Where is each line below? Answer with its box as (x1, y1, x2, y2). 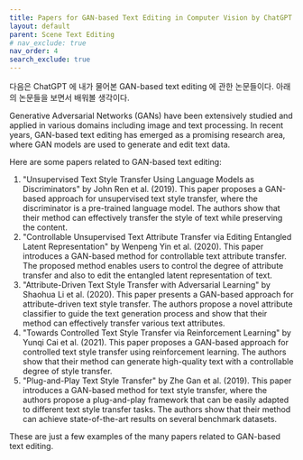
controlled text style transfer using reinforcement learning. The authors (22, 346, 287, 357)
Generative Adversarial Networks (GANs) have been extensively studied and (9, 110, 293, 121)
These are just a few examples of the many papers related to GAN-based (9, 431, 281, 442)
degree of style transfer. (22, 366, 113, 376)
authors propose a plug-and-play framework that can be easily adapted (22, 394, 289, 405)
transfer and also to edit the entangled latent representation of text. (22, 270, 273, 281)
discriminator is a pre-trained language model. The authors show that (22, 203, 281, 213)
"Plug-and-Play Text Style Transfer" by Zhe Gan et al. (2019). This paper (22, 375, 292, 386)
